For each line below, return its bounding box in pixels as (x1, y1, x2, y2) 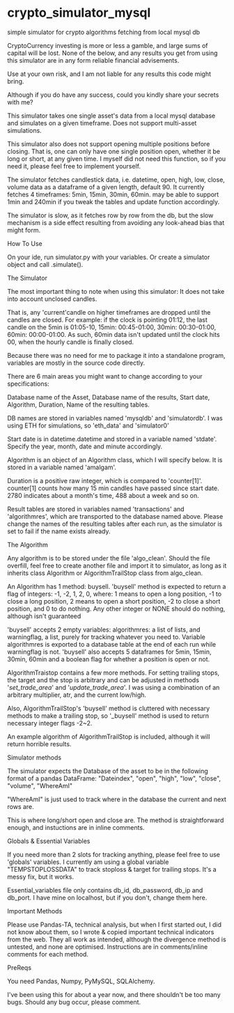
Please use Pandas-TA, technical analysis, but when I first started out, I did (7, 920, 221, 929)
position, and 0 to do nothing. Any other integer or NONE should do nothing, (7, 604, 226, 613)
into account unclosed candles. (7, 295, 97, 303)
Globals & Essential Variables (7, 837, 91, 845)
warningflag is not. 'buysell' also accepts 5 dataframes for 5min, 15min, (7, 647, 212, 656)
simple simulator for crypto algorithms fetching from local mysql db (7, 28, 201, 36)
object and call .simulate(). (7, 260, 84, 269)
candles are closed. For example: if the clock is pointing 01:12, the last (7, 315, 208, 324)
